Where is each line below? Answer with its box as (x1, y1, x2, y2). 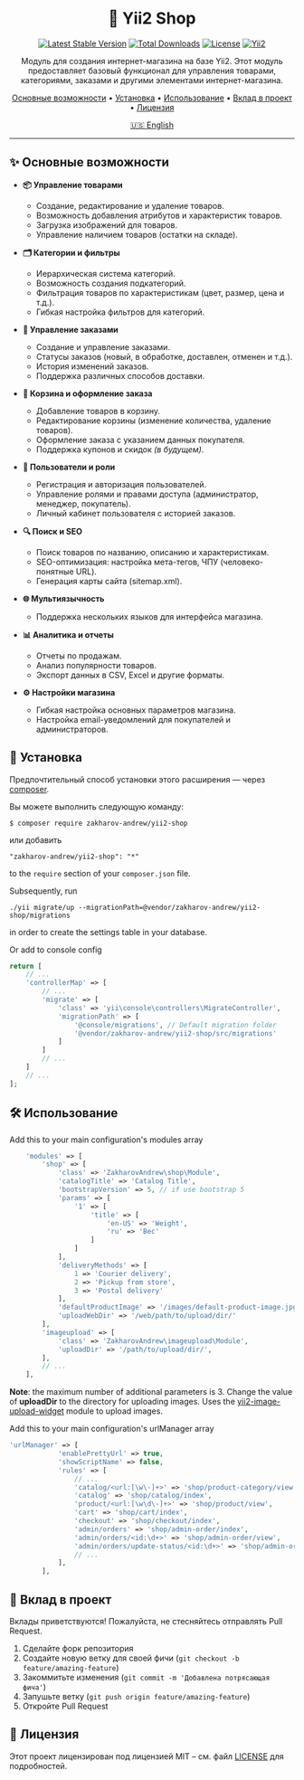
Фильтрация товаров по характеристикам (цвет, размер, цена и (35, 287, 285, 298)
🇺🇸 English (129, 119, 175, 130)
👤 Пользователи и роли (22, 461, 116, 472)
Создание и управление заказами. (35, 341, 170, 352)
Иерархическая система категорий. (35, 268, 176, 279)
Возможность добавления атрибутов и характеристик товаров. (35, 210, 283, 221)
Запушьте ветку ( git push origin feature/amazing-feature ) (22, 1690, 251, 1701)
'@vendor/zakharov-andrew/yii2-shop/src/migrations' (73, 1028, 278, 1038)
